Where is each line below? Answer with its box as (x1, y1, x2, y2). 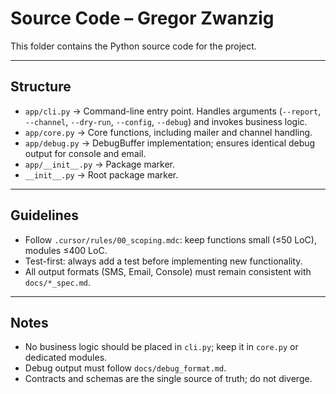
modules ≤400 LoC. (24, 244, 108, 256)
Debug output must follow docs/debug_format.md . (24, 362, 227, 374)
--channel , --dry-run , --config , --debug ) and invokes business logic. (24, 115, 308, 127)
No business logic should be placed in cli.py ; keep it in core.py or (24, 341, 299, 353)
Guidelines (10, 207, 79, 224)
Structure (10, 78, 72, 96)
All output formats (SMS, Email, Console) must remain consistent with (24, 265, 312, 277)
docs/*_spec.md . (24, 276, 92, 288)
